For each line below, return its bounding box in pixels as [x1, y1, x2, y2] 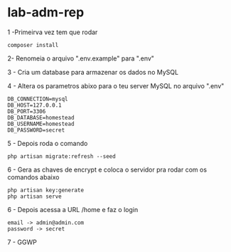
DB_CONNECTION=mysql [7, 95, 69, 103]
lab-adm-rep [7, 4, 85, 21]
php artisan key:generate [7, 187, 84, 194]
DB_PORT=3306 [7, 107, 46, 115]
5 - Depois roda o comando [7, 139, 88, 147]
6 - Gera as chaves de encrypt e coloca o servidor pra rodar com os [7, 165, 208, 174]
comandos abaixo [7, 172, 60, 182]
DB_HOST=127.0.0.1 [7, 101, 62, 109]
